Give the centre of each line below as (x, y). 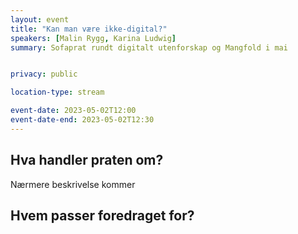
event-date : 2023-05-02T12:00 (73, 111)
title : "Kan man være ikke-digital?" (89, 29)
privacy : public (44, 74)
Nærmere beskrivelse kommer (73, 184)
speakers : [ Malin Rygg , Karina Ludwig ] (93, 38)
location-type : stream (57, 92)
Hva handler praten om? (87, 160)
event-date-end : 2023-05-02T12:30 (82, 120)
